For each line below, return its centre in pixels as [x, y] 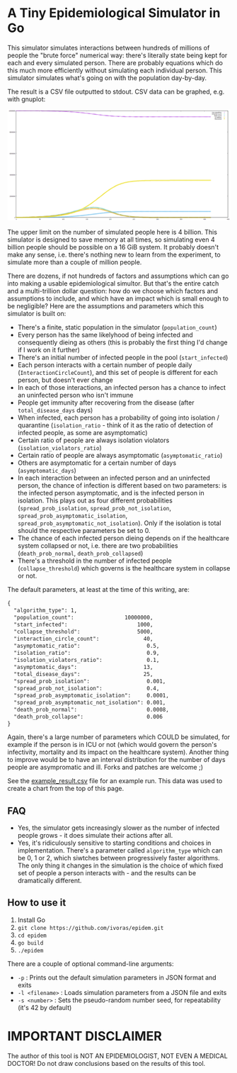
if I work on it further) [48, 350]
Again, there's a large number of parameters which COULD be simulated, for [119, 737]
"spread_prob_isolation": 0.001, [90, 682]
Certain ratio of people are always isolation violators [93, 440]
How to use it [37, 903]
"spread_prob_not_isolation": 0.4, [87, 689]
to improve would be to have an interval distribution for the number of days [116, 760]
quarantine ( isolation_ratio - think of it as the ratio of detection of [115, 425]
